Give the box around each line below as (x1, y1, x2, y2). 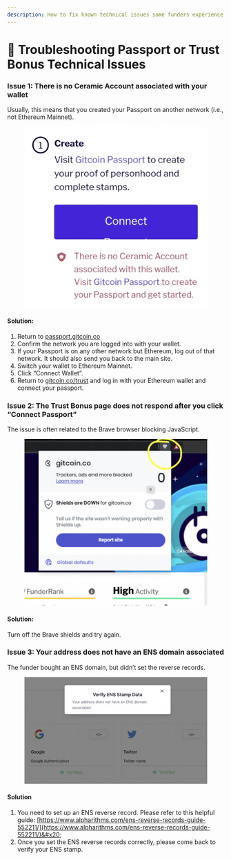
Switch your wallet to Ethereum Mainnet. (17, 362, 132, 370)
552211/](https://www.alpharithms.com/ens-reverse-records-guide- (17, 823, 210, 832)
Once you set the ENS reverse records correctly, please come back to (17, 838, 216, 846)
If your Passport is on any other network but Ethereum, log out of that (17, 346, 215, 355)
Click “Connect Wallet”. (17, 368, 83, 377)
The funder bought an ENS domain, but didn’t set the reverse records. (7, 663, 205, 671)
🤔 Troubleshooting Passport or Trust (7, 41, 220, 57)
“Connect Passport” (7, 409, 77, 419)
